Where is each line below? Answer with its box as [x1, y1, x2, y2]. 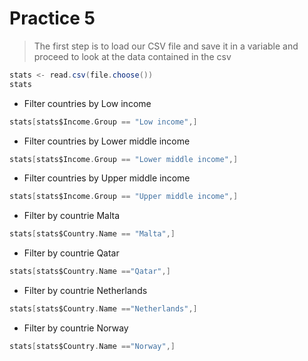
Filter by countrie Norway [23, 322, 129, 334]
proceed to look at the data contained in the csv [33, 50, 232, 62]
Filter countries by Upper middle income [23, 172, 191, 184]
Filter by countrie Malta [23, 210, 120, 222]
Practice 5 [9, 7, 96, 30]
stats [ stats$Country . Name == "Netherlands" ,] [9, 304, 198, 314]
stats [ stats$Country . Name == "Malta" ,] [9, 229, 176, 239]
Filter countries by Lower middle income [23, 135, 191, 147]
